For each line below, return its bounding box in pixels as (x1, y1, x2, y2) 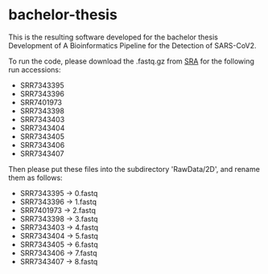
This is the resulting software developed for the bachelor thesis (8, 32, 219, 42)
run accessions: (8, 64, 62, 74)
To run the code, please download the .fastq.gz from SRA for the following (8, 56, 255, 66)
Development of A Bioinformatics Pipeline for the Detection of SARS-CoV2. (8, 40, 257, 50)
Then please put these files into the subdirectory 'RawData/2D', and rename (8, 164, 260, 174)
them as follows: (8, 173, 63, 182)
